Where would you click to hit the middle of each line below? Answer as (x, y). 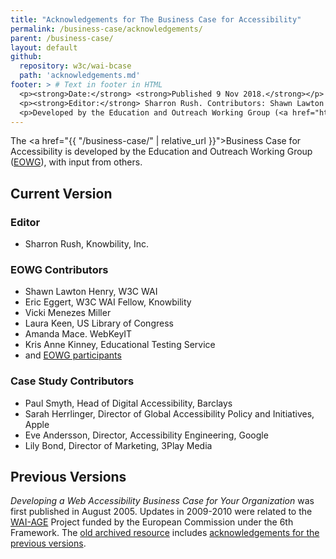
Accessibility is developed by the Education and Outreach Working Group (161, 152)
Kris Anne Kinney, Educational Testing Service (120, 345)
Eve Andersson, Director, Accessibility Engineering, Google (146, 435)
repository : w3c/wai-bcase (75, 66)
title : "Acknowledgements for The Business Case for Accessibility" (156, 19)
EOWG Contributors (59, 269)
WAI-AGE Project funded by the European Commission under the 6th (152, 522)
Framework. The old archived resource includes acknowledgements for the (165, 533)
